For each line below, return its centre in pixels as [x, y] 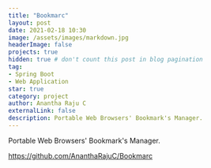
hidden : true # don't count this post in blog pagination [105, 60]
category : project [38, 96]
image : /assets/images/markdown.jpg [68, 37]
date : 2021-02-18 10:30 [47, 30]
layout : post [30, 23]
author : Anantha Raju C [47, 103]
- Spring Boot [32, 74]
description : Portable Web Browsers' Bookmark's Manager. [105, 118]
